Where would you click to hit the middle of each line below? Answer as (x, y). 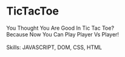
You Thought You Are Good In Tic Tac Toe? (60, 28)
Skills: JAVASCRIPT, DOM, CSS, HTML (54, 47)
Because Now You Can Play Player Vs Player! (63, 34)
